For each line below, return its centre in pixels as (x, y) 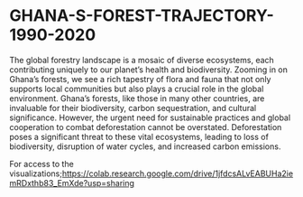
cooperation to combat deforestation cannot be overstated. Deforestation (146, 127)
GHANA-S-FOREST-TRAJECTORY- (142, 16)
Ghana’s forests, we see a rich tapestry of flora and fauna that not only (140, 79)
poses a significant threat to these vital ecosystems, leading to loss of (139, 136)
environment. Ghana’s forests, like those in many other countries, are (137, 98)
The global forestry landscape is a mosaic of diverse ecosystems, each (142, 60)
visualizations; (36, 174)
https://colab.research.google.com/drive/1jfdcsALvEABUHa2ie (178, 174)
